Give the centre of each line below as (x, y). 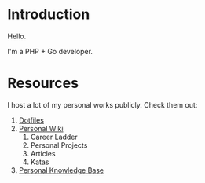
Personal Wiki (41, 128)
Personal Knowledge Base (61, 170)
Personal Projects (59, 145)
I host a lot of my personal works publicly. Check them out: (102, 104)
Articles (43, 153)
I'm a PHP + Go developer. (50, 51)
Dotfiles (31, 120)
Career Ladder (54, 137)
